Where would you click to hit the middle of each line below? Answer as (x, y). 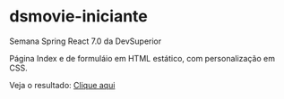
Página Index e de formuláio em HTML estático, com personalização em (142, 58)
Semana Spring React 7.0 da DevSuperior (86, 41)
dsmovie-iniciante (78, 16)
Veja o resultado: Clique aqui (62, 85)
